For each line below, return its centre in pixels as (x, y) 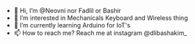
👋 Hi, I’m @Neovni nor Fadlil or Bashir (68, 11)
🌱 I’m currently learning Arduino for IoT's (72, 25)
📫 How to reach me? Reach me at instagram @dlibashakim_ (100, 33)
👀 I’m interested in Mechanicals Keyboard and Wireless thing (101, 18)
